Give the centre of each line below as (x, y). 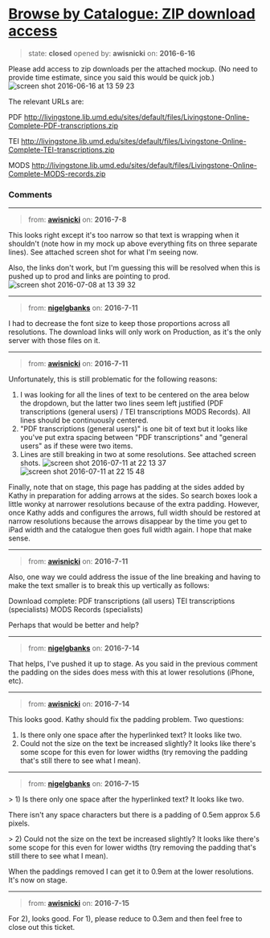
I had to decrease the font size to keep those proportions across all (119, 324)
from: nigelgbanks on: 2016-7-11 (83, 308)
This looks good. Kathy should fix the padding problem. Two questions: (126, 720)
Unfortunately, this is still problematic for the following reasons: (113, 379)
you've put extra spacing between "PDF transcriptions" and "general (133, 438)
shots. (30, 463)
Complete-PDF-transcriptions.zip (63, 125)
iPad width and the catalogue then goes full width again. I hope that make (130, 530)
